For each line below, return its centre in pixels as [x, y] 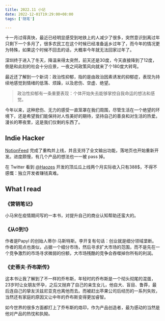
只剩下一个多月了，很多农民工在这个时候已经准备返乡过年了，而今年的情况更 [82, 44]
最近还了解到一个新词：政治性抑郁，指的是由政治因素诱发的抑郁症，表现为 [80, 77]
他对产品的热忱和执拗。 [29, 314]
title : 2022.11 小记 [25, 10]
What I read [23, 189]
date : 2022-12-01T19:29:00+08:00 [39, 14]
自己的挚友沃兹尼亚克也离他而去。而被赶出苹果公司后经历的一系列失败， [87, 291]
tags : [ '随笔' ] [20, 19]
